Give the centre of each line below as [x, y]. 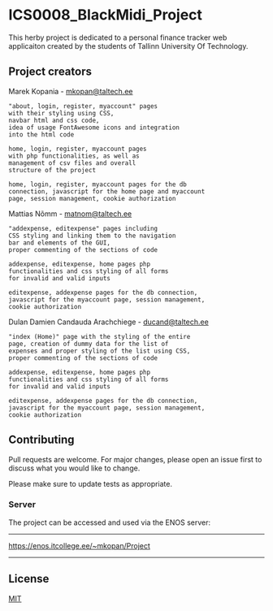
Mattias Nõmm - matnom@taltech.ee [70, 214]
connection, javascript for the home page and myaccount [107, 191]
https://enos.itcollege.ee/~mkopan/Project [79, 545]
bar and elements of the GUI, [60, 243]
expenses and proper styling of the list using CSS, [100, 351]
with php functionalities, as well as [74, 156]
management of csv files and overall [72, 163]
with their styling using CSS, [61, 113]
